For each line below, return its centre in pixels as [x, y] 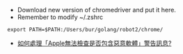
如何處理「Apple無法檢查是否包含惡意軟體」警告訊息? [94, 43]
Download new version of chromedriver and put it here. [96, 10]
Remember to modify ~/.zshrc [60, 17]
